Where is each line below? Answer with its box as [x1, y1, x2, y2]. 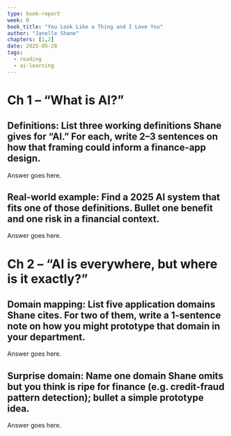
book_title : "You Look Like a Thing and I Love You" [7, 23, 164, 30]
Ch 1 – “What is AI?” [7, 92, 125, 108]
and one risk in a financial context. [7, 213, 160, 225]
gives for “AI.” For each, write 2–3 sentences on [7, 130, 218, 143]
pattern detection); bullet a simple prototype [7, 391, 204, 403]
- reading [13, 56, 42, 63]
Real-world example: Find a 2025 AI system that [7, 191, 221, 203]
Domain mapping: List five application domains [7, 299, 216, 310]
